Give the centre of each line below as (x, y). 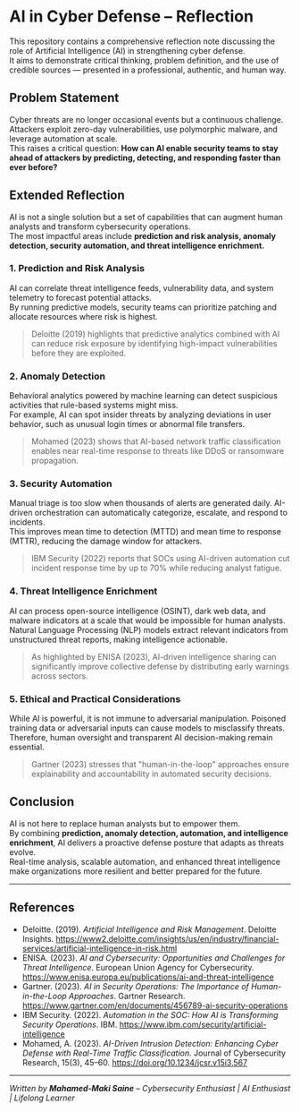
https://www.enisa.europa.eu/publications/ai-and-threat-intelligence (148, 977)
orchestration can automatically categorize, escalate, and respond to (161, 513)
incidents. (27, 522)
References (42, 907)
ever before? (33, 167)
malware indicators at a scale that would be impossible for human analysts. (147, 620)
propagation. (54, 461)
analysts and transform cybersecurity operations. (100, 227)
